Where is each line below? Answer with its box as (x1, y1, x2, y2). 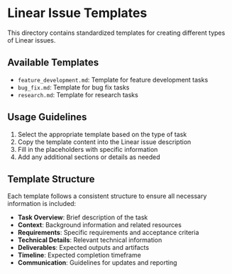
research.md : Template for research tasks (17, 90, 138, 99)
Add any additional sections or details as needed (17, 153, 161, 161)
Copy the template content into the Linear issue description (17, 137, 192, 146)
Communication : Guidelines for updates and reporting (17, 258, 177, 267)
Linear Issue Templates (7, 5, 148, 21)
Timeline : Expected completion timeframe (17, 251, 142, 260)
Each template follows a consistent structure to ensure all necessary (7, 192, 207, 200)
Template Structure (7, 172, 95, 185)
